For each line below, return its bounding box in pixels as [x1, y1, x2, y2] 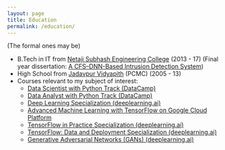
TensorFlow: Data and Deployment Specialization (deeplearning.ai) [27, 128, 217, 136]
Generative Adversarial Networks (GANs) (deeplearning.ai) [27, 136, 194, 144]
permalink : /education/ [7, 23, 76, 30]
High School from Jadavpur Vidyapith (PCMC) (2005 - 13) [17, 69, 182, 78]
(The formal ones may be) [7, 42, 81, 50]
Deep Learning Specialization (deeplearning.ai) [27, 99, 161, 107]
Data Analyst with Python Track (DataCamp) [27, 92, 153, 100]
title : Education [7, 17, 57, 23]
